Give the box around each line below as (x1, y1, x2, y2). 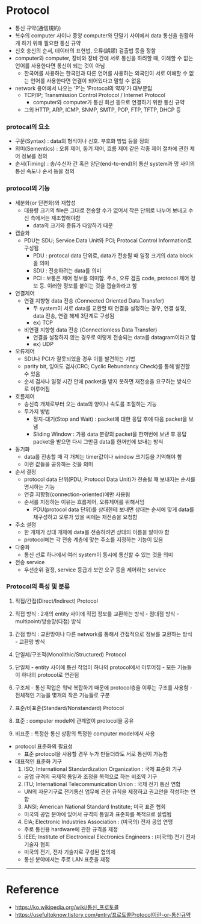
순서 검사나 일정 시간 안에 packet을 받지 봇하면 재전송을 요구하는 (23, 377, 176, 385)
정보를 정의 (21, 152, 47, 160)
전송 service (14, 558, 45, 565)
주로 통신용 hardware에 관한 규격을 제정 (23, 825, 118, 832)
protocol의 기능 (6, 184, 50, 193)
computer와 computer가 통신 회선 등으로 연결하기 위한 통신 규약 (32, 98, 185, 105)
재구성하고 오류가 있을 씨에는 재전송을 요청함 (32, 513, 138, 520)
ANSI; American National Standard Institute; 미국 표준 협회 (23, 803, 166, 810)
